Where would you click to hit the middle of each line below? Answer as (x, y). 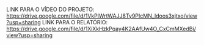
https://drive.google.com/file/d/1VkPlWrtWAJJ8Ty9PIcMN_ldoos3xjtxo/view (102, 16)
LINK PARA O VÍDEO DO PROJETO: (50, 9)
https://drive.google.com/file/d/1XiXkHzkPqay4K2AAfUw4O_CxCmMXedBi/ (101, 29)
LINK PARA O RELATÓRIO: (75, 22)
